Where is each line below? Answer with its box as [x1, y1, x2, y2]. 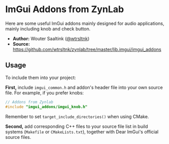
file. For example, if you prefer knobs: [5, 90, 84, 96]
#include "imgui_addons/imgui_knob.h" [5, 104, 88, 110]
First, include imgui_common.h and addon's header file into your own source [5, 84, 163, 90]
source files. [5, 134, 32, 140]
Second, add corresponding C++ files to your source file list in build [5, 123, 149, 129]
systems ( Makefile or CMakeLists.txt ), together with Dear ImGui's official [5, 128, 159, 135]
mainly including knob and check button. [5, 25, 91, 31]
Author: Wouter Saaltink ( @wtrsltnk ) [12, 35, 90, 42]
